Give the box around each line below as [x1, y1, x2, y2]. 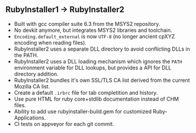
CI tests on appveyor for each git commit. [13, 120, 114, 127]
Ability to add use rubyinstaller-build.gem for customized [13, 108, 152, 115]
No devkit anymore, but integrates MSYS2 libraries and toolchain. [13, 26, 173, 34]
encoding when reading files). [13, 39, 87, 46]
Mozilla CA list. [13, 82, 50, 90]
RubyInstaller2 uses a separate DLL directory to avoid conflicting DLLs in [13, 45, 190, 52]
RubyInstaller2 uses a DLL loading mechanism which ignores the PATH [13, 58, 183, 65]
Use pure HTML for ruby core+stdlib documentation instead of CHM [13, 95, 180, 102]
